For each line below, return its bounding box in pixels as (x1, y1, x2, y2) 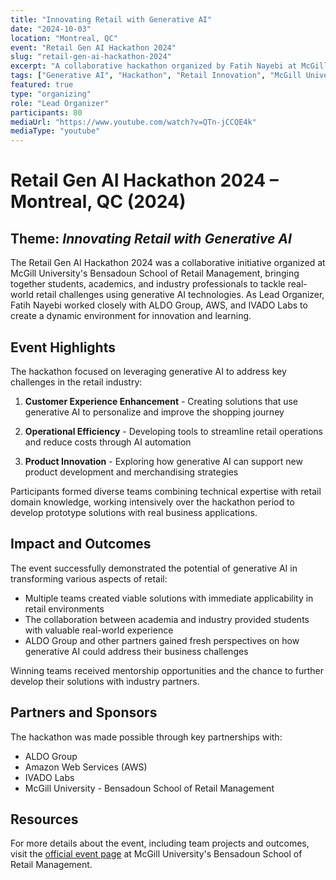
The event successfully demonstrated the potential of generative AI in (10, 562, 298, 574)
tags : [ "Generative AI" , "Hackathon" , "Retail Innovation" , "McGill (10, 71, 302, 81)
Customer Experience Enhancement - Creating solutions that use (24, 395, 299, 407)
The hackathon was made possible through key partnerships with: (10, 731, 283, 743)
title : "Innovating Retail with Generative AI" (10, 14, 213, 25)
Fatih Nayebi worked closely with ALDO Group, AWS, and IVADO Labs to (10, 299, 308, 311)
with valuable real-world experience (24, 624, 174, 636)
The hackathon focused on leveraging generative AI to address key (10, 365, 287, 377)
